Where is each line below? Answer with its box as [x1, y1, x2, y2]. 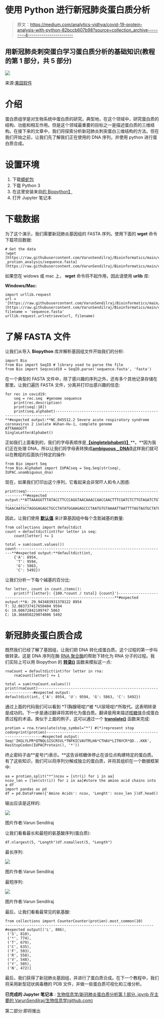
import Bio [5, 358, 27, 363]
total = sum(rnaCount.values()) [5, 682, 71, 687]
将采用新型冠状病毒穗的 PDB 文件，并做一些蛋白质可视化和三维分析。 [5, 981, 145, 987]
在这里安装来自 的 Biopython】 [12, 189, 73, 195]
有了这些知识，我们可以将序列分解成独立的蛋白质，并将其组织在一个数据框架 [5, 758, 159, 764]
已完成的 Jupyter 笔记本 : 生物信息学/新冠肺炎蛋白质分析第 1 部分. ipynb [5, 992, 149, 997]
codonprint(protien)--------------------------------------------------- [5, 730, 159, 735]
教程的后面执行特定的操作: [13, 452, 67, 457]
